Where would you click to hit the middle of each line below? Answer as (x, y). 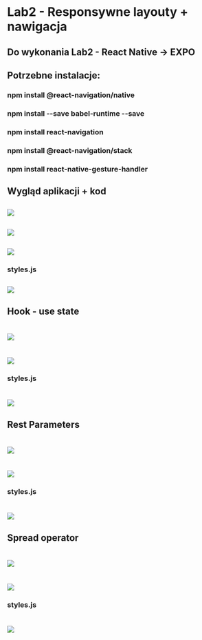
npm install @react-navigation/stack (70, 150)
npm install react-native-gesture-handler (78, 169)
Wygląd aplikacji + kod (57, 191)
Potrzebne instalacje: (54, 75)
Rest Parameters (44, 424)
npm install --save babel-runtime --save (76, 113)
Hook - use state (43, 311)
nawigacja (37, 27)
